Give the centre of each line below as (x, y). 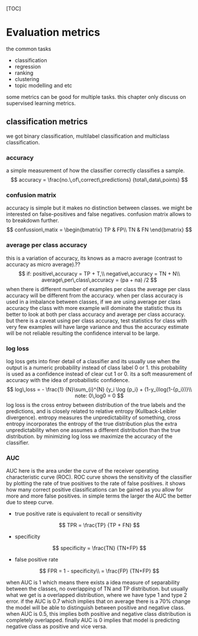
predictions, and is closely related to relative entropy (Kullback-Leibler (91, 411)
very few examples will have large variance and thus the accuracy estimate (98, 327)
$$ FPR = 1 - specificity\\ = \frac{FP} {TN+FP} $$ (99, 571)
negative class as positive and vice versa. (57, 627)
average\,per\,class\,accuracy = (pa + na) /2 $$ (99, 280)
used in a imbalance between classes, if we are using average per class (94, 302)
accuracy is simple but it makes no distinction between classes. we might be (99, 208)
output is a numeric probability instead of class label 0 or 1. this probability (97, 367)
